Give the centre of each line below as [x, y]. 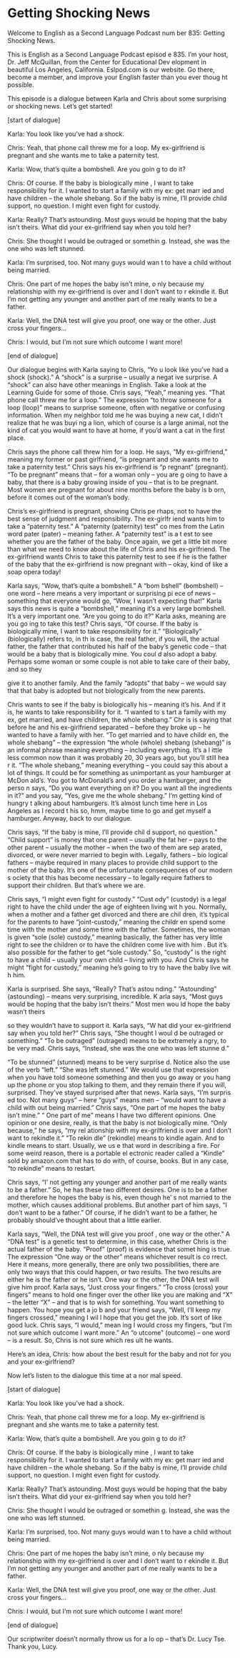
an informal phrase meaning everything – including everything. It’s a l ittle [115, 750]
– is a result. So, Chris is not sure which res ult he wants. [90, 1340]
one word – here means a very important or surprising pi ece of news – [112, 593]
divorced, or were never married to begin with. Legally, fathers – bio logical [117, 854]
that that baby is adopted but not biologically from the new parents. [106, 690]
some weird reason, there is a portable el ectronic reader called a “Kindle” [116, 1153]
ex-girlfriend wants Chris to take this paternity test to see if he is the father [117, 556]
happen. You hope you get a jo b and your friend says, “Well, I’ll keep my [114, 1309]
